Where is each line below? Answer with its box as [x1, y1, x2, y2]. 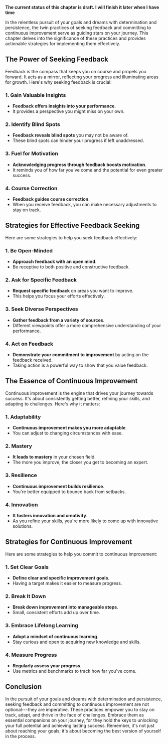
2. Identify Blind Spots [5, 121, 60, 128]
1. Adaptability [5, 413, 41, 420]
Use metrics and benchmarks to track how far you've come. [12, 668, 137, 674]
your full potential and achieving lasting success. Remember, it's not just [5, 722, 154, 728]
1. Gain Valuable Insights [5, 91, 66, 98]
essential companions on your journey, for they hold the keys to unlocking [5, 717, 158, 723]
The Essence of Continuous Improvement [5, 377, 138, 385]
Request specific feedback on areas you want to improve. [12, 288, 134, 294]
